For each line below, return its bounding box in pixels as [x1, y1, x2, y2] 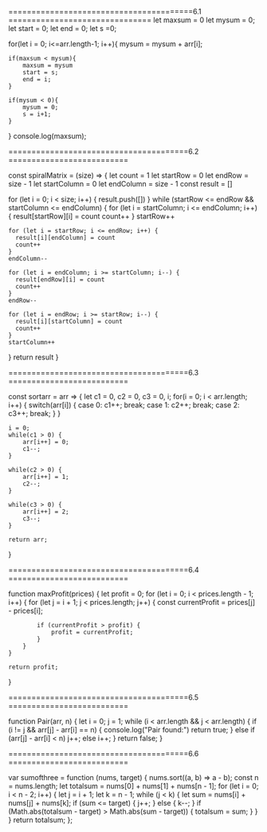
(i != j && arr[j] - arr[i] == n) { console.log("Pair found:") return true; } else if [8, 725, 255, 734]
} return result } [8, 352, 59, 362]
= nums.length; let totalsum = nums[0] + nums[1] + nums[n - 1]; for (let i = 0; [8, 781, 259, 791]
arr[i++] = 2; [22, 508, 69, 516]
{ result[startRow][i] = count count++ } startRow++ [8, 211, 175, 221]
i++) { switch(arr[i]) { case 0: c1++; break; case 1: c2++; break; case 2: [8, 400, 240, 410]
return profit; [8, 663, 59, 671]
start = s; [22, 69, 59, 77]
